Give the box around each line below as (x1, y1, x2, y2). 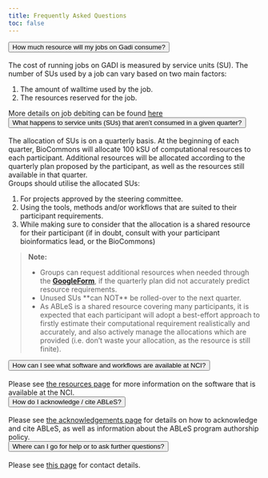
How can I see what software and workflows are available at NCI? (12, 361, 206, 370)
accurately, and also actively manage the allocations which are (39, 327, 246, 337)
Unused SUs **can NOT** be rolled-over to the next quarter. (39, 293, 242, 303)
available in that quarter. (8, 170, 88, 180)
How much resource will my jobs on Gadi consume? (12, 42, 166, 51)
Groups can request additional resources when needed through (39, 267, 250, 277)
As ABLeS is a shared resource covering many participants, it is (39, 302, 250, 311)
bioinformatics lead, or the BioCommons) (19, 237, 156, 247)
